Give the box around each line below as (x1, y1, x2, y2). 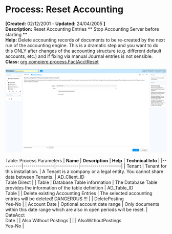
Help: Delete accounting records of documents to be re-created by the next (5, 37, 165, 43)
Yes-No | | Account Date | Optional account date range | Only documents (5, 201, 160, 207)
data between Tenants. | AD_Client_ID (5, 174, 84, 180)
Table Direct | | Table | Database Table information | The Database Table (5, 179, 158, 185)
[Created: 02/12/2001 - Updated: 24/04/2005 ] (5, 20, 106, 27)
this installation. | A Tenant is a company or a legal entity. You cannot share (5, 168, 164, 175)
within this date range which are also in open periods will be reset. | (5, 206, 148, 212)
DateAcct (5, 211, 25, 218)
